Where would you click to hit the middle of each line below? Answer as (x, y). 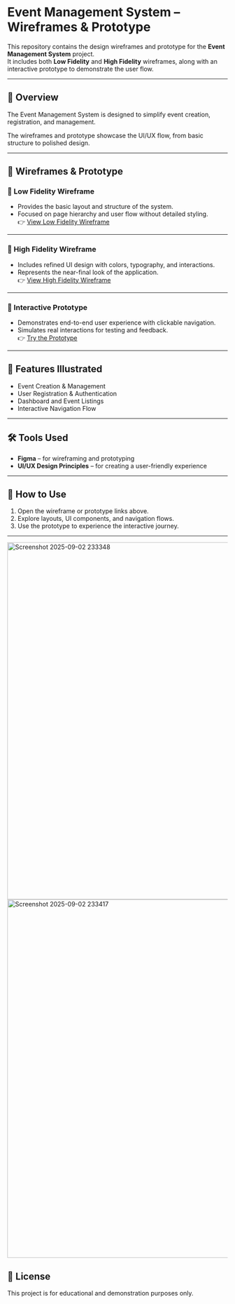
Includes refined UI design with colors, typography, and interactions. (116, 264)
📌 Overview (33, 98)
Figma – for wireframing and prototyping (76, 458)
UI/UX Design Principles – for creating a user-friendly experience (112, 466)
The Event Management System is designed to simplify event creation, (109, 114)
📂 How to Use (37, 495)
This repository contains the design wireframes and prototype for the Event (116, 46)
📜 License (29, 1276)
